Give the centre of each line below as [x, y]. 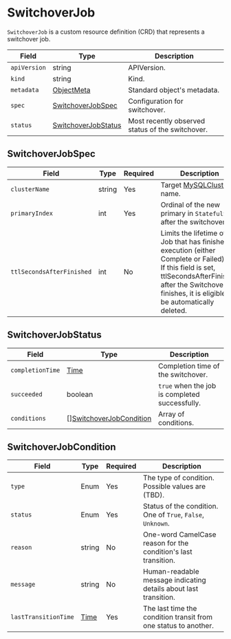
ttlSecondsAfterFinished [51, 272]
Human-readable [171, 572]
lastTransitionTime [42, 617]
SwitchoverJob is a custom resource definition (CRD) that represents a [106, 32]
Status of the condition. [181, 506]
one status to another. [179, 626]
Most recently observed [167, 120]
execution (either [188, 250]
